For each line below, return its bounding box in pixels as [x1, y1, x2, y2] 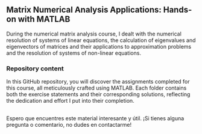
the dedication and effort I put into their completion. [6, 97, 134, 105]
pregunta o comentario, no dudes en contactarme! [6, 121, 131, 128]
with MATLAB [17, 14, 71, 25]
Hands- [163, 5, 192, 15]
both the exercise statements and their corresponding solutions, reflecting [6, 91, 191, 98]
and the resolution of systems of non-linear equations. [6, 49, 142, 56]
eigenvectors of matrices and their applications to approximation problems [6, 43, 192, 50]
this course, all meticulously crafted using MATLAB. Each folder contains [6, 84, 187, 92]
